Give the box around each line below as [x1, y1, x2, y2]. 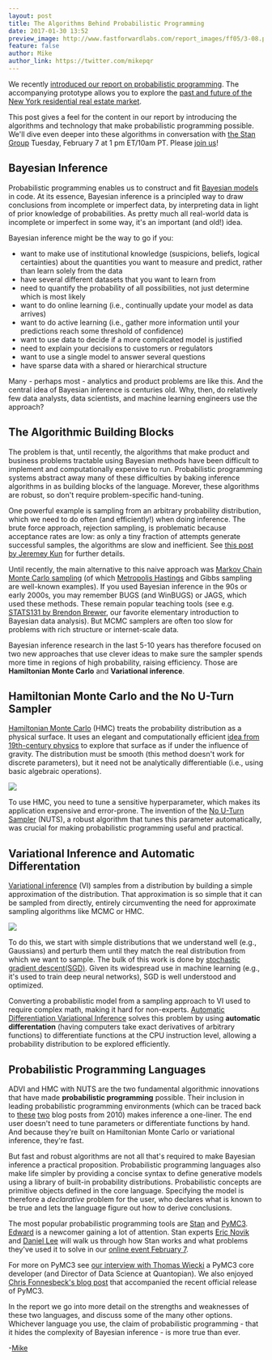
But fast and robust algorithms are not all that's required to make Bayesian [8, 1151, 256, 1161]
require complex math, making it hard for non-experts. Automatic [8, 1005, 225, 1014]
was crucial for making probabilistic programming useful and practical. [8, 823, 244, 833]
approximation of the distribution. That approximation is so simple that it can [8, 890, 263, 899]
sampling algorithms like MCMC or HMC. [8, 907, 144, 916]
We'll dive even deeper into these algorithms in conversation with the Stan [8, 129, 257, 138]
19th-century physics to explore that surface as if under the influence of [8, 741, 249, 750]
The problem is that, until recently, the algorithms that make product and [8, 447, 249, 457]
